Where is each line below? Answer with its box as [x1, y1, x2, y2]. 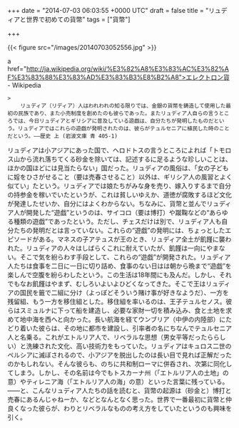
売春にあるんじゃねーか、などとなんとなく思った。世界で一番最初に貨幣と [7, 395, 226, 404]
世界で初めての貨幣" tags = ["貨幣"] [26, 15, 131, 24]
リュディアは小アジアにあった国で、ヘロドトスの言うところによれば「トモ [7, 146, 225, 155]
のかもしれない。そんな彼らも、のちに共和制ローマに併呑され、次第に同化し [7, 360, 233, 368]
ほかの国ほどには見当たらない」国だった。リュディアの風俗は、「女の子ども [7, 164, 230, 172]
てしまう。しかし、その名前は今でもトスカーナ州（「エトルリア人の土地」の [7, 369, 230, 377]
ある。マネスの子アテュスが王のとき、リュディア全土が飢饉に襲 [38, 235, 226, 244]
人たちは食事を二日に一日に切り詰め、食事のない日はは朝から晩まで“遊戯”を [7, 262, 232, 270]
